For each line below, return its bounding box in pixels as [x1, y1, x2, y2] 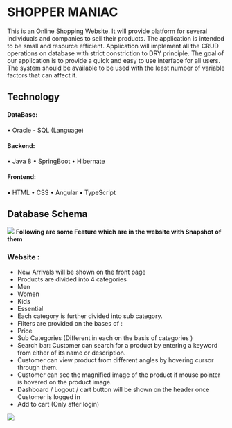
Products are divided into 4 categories [17, 275, 127, 283]
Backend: [7, 142, 35, 150]
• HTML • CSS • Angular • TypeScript [7, 188, 116, 196]
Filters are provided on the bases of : [17, 319, 123, 328]
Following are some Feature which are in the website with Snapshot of [15, 227, 222, 236]
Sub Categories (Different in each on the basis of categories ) [17, 334, 193, 342]
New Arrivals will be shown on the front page [17, 268, 146, 277]
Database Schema [7, 208, 88, 220]
